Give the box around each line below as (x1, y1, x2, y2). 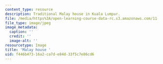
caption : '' (9, 29, 34, 34)
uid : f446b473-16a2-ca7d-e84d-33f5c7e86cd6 (5, 51, 95, 57)
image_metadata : (5, 25, 38, 30)
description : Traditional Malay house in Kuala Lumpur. (5, 12, 120, 16)
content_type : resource (5, 7, 53, 12)
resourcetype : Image (5, 43, 47, 48)
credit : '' (9, 34, 32, 39)
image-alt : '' (9, 38, 38, 43)
